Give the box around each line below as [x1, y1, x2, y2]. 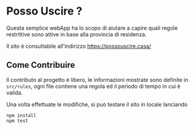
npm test [6, 117, 28, 124]
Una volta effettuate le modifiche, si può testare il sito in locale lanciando [6, 101, 188, 108]
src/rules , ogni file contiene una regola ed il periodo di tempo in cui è [6, 82, 181, 90]
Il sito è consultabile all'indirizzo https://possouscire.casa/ [6, 42, 152, 50]
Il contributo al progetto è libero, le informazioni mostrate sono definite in [6, 76, 189, 83]
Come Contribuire [6, 60, 76, 70]
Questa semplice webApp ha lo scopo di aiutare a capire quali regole [6, 24, 178, 31]
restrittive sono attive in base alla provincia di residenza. [6, 30, 147, 38]
